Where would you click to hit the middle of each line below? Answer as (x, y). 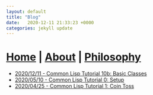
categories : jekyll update (39, 28)
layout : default (26, 12)
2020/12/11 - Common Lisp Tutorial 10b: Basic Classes (81, 74)
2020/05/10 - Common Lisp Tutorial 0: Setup (69, 80)
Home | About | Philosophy (74, 57)
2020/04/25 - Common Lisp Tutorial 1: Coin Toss (74, 86)
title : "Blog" (24, 17)
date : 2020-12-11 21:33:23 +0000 (50, 22)
